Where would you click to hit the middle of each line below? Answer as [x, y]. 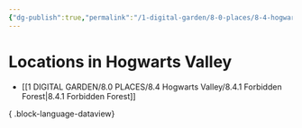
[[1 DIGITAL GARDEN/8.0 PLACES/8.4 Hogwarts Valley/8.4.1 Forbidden [151, 87]
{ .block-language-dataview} [62, 114]
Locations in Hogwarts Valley [120, 61]
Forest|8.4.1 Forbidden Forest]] [78, 96]
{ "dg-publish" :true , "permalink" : [71, 17]
